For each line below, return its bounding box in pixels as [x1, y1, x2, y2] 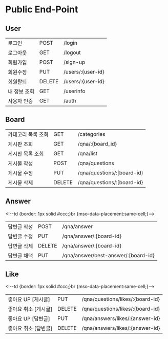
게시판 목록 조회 [8, 150, 44, 157]
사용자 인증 [8, 98, 33, 104]
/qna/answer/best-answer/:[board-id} [62, 252, 155, 259]
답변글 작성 [8, 223, 33, 230]
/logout [63, 49, 81, 56]
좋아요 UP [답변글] [8, 315, 50, 323]
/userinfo [63, 87, 86, 95]
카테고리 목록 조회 [8, 131, 49, 138]
